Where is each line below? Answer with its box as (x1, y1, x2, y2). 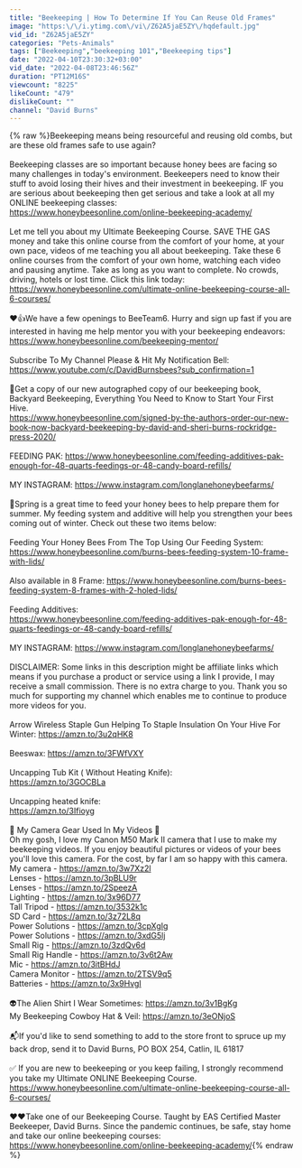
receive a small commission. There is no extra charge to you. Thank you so (9, 681, 288, 691)
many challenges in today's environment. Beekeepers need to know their (9, 169, 280, 180)
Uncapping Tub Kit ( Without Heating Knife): (9, 767, 173, 778)
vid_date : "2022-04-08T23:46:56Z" (9, 64, 140, 73)
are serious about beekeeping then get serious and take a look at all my (9, 188, 275, 199)
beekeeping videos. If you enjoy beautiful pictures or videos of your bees (9, 844, 281, 855)
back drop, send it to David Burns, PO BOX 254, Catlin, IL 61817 (9, 1043, 244, 1054)
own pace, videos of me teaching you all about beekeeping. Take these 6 (9, 246, 281, 256)
